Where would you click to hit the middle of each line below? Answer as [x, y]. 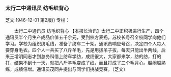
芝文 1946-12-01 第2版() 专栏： [38, 20]
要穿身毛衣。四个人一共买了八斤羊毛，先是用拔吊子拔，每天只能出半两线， [83, 50]
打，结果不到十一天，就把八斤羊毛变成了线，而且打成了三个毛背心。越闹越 [83, 63]
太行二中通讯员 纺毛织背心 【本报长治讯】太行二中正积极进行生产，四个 [89, 31]
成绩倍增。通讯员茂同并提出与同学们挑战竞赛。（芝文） [71, 69]
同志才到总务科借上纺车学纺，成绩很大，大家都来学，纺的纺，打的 [92, 57]
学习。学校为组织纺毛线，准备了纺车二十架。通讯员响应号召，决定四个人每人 [85, 44]
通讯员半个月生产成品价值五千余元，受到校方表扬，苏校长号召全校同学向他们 [85, 37]
